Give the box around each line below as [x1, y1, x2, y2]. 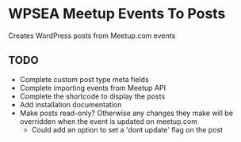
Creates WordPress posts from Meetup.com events [8, 31, 176, 40]
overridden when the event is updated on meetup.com [19, 116, 198, 126]
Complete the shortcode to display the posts [19, 92, 166, 101]
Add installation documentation [19, 99, 122, 109]
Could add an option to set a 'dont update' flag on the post [31, 125, 224, 134]
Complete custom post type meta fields [19, 74, 149, 84]
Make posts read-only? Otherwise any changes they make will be [19, 108, 234, 118]
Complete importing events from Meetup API [19, 83, 166, 92]
